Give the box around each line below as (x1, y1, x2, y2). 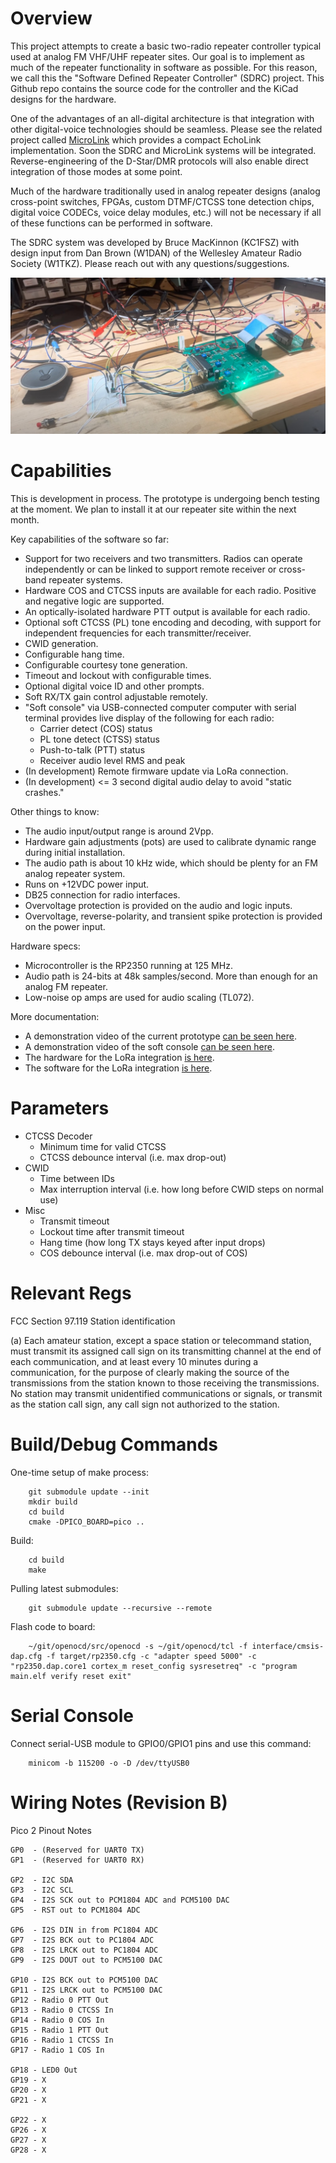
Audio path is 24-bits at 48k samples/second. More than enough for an (24, 970, 318, 982)
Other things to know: (10, 805, 100, 817)
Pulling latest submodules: (10, 1582, 119, 1594)
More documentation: (10, 1010, 100, 1022)
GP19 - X (10, 2075, 47, 2085)
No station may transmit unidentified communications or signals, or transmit (10, 1387, 323, 1399)
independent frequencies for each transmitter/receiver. (24, 627, 252, 639)
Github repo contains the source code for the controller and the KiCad (10, 82, 299, 94)
